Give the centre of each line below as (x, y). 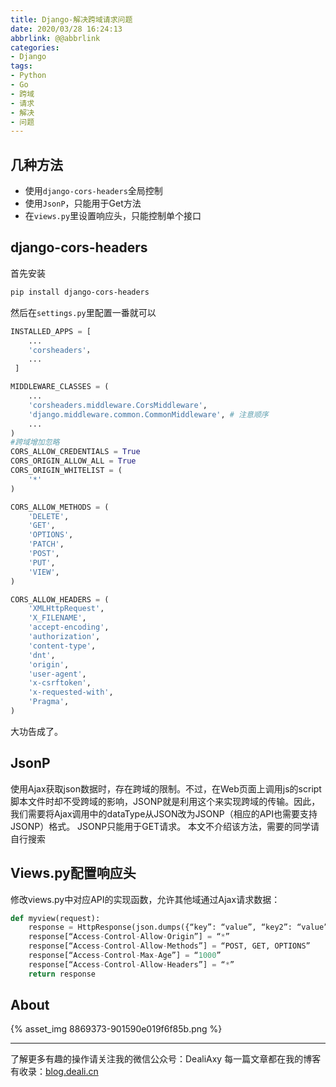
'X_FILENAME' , (57, 618)
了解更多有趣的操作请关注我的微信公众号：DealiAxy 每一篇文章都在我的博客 (166, 1059)
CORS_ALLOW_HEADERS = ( (60, 599)
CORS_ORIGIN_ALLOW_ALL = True (73, 461)
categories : (35, 47)
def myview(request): (55, 918)
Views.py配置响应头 (73, 873)
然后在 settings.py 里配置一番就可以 (83, 312)
